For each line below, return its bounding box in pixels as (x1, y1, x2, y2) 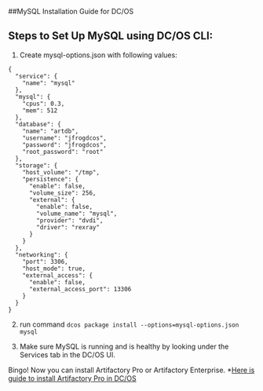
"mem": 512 (22, 106, 58, 115)
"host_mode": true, (22, 265, 86, 272)
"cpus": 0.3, (22, 100, 65, 108)
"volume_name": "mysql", (36, 210, 118, 217)
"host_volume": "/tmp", (22, 168, 100, 176)
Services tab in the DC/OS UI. (19, 349, 115, 360)
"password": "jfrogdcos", (22, 141, 108, 148)
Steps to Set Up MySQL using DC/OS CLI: (8, 29, 214, 42)
